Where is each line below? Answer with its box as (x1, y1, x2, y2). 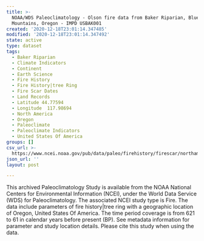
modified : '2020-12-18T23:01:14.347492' (6, 32, 110, 38)
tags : (6, 49, 20, 55)
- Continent (12, 65, 42, 72)
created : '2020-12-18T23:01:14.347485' (6, 26, 107, 32)
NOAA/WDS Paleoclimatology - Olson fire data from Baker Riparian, (12, 15, 186, 21)
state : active (6, 37, 42, 43)
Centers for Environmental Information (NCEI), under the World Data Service (6, 190, 197, 198)
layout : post (6, 162, 39, 168)
